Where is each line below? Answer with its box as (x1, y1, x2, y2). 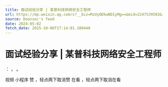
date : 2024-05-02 (5, 21, 41, 26)
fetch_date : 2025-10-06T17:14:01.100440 (5, 26, 91, 31)
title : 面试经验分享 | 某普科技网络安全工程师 (5, 7, 91, 12)
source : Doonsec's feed (5, 16, 55, 21)
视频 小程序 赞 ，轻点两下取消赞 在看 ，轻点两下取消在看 (5, 77, 121, 83)
